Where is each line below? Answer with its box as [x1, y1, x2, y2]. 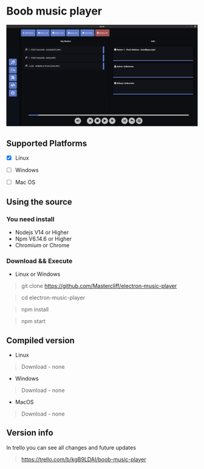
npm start [21, 318, 46, 325]
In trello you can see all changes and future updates [6, 443, 137, 451]
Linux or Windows [15, 270, 61, 278]
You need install [6, 214, 55, 223]
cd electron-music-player [21, 294, 86, 301]
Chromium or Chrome [15, 241, 70, 248]
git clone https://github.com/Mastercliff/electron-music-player [21, 282, 177, 290]
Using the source [6, 196, 73, 207]
